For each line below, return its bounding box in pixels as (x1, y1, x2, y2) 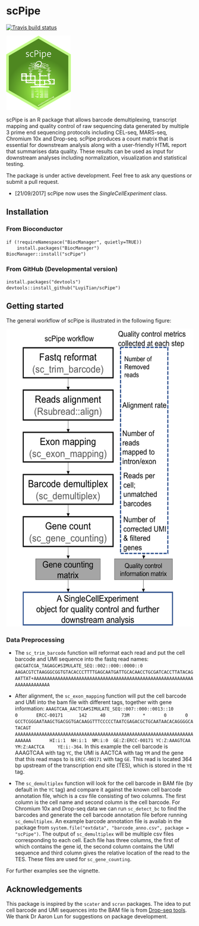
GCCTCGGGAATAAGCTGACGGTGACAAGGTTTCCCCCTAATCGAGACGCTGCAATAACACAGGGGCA (14, 719, 194, 725)
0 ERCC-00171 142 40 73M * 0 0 (14, 712, 188, 718)
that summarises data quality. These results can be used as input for (6, 148, 174, 155)
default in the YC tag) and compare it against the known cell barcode (14, 786, 182, 793)
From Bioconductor (6, 225, 64, 233)
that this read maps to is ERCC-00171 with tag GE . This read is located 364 (14, 756, 192, 763)
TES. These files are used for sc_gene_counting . (14, 856, 132, 863)
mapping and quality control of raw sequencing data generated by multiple (6, 122, 189, 129)
